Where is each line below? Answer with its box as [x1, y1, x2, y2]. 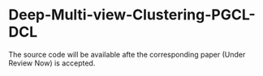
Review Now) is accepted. [8, 58, 96, 68]
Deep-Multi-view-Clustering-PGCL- [8, 6, 256, 24]
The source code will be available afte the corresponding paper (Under [8, 49, 246, 59]
